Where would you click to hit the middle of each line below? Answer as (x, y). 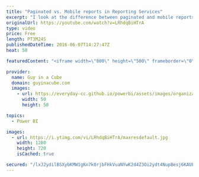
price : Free (21, 34)
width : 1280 (31, 143)
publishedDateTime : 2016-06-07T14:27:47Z (58, 45)
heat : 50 (17, 50)
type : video (21, 28)
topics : (16, 116)
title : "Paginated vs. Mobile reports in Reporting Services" (84, 12)
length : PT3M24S (26, 39)
